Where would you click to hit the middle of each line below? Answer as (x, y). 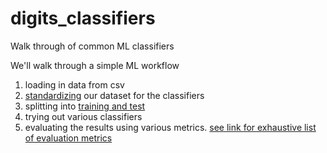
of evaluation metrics (68, 138)
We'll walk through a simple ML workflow (95, 65)
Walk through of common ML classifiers (92, 46)
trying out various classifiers (83, 116)
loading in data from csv (74, 84)
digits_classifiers (83, 18)
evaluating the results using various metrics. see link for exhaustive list (170, 127)
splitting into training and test (85, 106)
